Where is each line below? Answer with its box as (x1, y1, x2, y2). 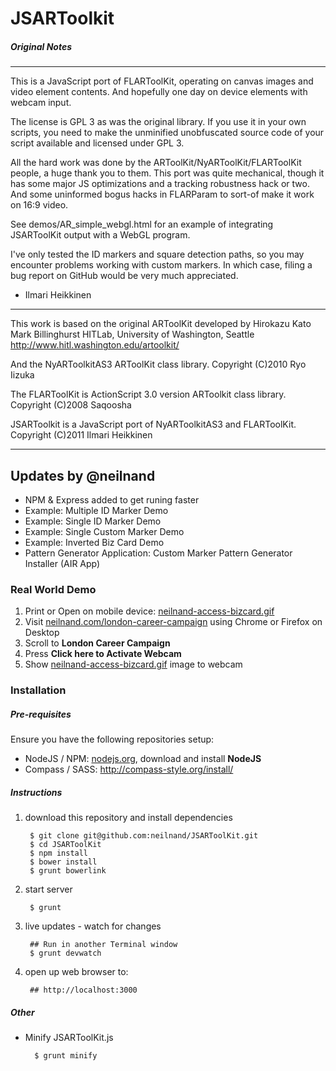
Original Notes (10, 40, 73, 52)
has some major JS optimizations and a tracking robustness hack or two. (10, 178, 310, 190)
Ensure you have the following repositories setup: (10, 733, 215, 746)
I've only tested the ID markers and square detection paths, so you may (10, 248, 305, 261)
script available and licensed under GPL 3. (10, 137, 185, 149)
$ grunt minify (34, 1051, 98, 1061)
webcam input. (10, 97, 72, 109)
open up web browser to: (24, 966, 129, 978)
